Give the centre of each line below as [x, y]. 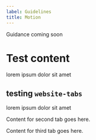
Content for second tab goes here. [48, 119]
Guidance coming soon [35, 34]
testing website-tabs [44, 93]
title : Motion [24, 17]
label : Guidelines [29, 12]
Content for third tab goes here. [45, 131]
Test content [38, 58]
